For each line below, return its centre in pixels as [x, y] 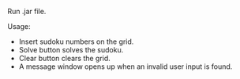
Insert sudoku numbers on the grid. [76, 41]
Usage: [19, 26]
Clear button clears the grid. [65, 58]
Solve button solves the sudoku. [71, 50]
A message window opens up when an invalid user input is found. [126, 66]
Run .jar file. [27, 11]
